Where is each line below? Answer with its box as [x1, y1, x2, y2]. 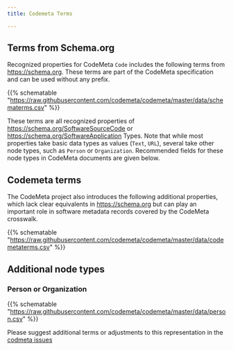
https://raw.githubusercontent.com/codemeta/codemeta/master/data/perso [10, 307, 227, 315]
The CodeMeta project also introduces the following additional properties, [7, 193, 218, 201]
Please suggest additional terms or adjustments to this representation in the [7, 328, 223, 336]
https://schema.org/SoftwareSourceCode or [7, 125, 133, 133]
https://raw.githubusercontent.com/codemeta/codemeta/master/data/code [10, 236, 224, 244]
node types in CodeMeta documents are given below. [7, 154, 160, 162]
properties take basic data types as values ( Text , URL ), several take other [7, 139, 215, 148]
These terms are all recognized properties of [7, 117, 135, 125]
